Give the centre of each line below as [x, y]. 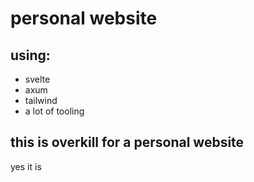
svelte [37, 79]
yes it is [26, 166]
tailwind [41, 100]
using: [30, 55]
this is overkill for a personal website [127, 142]
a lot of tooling [54, 111]
